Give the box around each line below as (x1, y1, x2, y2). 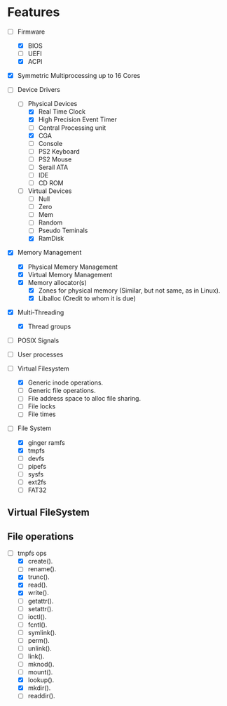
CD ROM (38, 178, 64, 187)
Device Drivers (17, 86, 61, 94)
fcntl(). (27, 620, 48, 629)
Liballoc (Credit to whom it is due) (38, 294, 137, 302)
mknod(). (27, 660, 55, 669)
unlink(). (27, 644, 53, 653)
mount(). (27, 668, 53, 677)
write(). (27, 589, 49, 597)
